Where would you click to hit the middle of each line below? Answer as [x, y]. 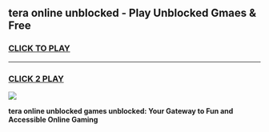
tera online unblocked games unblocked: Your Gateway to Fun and [121, 110]
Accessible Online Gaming [53, 119]
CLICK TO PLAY [39, 49]
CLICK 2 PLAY [36, 78]
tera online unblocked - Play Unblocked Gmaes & [132, 13]
